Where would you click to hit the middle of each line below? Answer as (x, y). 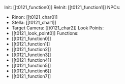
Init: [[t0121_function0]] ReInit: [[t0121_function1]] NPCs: (62, 7)
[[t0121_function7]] (31, 76)
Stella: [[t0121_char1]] (34, 23)
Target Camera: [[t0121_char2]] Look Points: (58, 28)
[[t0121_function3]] (31, 55)
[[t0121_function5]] (31, 66)
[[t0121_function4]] (31, 60)
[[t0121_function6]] (31, 71)
